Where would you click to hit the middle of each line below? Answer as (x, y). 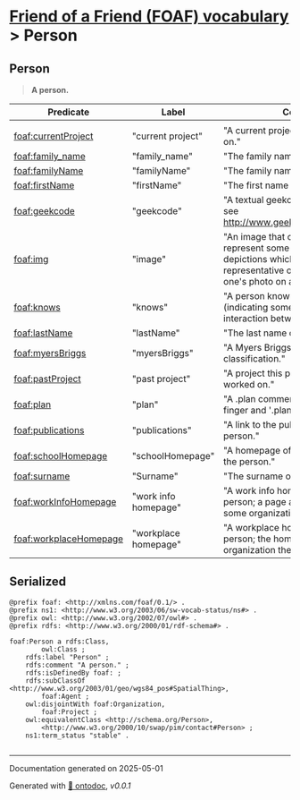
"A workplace (251, 528)
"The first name (256, 185)
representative (254, 270)
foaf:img (31, 259)
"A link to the (250, 425)
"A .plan (239, 399)
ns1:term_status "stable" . (77, 736)
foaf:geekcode (45, 211)
